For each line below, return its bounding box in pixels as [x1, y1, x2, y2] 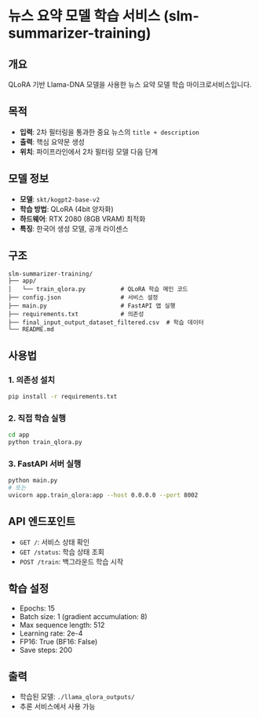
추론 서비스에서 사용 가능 [19, 702, 96, 711]
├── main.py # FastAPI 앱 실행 [8, 302, 176, 310]
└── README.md [8, 326, 55, 333]
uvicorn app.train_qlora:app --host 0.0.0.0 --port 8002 [8, 491, 199, 499]
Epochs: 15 [19, 603, 55, 613]
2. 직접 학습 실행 [8, 413, 67, 424]
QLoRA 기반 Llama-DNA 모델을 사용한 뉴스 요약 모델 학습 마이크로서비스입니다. [8, 80, 253, 89]
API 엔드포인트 [8, 515, 76, 528]
